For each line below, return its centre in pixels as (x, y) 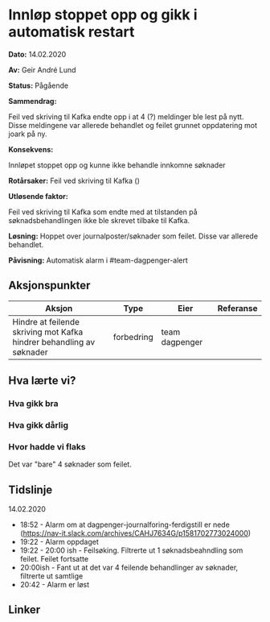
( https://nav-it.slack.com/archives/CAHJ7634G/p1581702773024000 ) (135, 533)
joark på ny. (28, 134)
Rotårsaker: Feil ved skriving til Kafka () (74, 180)
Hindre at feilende (46, 321)
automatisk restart (72, 32)
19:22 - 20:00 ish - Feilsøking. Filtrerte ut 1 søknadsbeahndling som (131, 550)
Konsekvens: (31, 149)
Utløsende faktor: (38, 196)
